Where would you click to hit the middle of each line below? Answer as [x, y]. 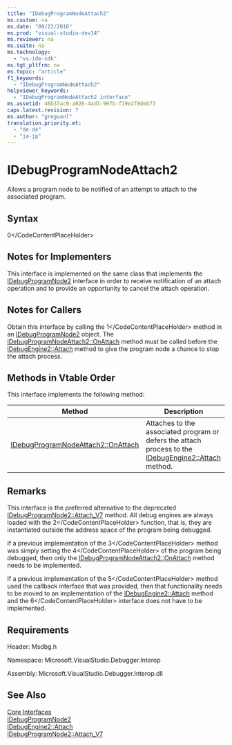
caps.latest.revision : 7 [43, 110]
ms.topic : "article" [37, 71]
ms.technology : [29, 53]
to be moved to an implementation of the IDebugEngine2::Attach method [110, 593]
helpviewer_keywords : [38, 91]
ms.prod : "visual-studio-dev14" [54, 33]
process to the [170, 449]
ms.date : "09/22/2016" [40, 26]
